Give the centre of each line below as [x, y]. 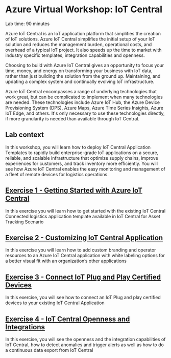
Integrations [25, 327]
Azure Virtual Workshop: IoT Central [84, 9]
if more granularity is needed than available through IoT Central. [72, 118]
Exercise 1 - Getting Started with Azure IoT [74, 191]
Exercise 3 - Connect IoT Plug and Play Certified [83, 277]
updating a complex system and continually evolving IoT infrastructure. [80, 81]
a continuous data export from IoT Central [49, 350]
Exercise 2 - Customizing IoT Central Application [84, 237]
